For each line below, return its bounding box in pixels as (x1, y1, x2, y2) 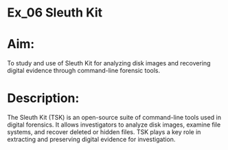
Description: (7, 91, 80, 106)
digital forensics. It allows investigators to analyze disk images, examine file (7, 120, 221, 129)
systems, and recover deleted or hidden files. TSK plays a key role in (7, 128, 201, 136)
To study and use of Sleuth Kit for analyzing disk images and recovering (7, 59, 211, 67)
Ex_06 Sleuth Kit (7, 5, 103, 21)
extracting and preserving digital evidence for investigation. (7, 136, 176, 144)
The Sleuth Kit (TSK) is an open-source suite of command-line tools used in (7, 114, 222, 122)
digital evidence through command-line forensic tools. (7, 67, 161, 75)
